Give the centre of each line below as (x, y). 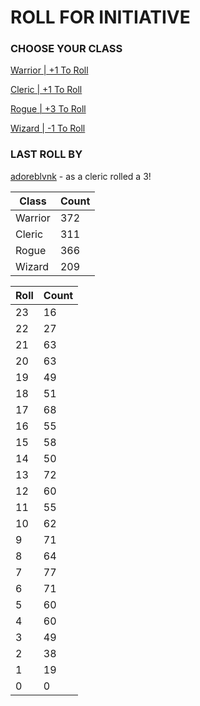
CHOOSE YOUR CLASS (66, 49)
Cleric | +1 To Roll (46, 90)
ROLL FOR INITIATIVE (100, 17)
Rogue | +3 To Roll (48, 109)
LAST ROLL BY (46, 154)
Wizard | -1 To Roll (48, 128)
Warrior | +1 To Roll (49, 70)
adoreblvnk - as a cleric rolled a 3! (81, 176)
